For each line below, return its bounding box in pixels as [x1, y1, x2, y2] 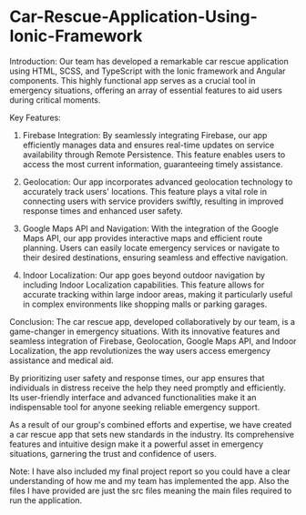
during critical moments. [9, 94, 101, 106]
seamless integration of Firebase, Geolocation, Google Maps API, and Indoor [9, 335, 297, 347]
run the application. [9, 494, 83, 506]
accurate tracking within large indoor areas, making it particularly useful [22, 288, 293, 299]
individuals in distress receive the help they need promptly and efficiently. [9, 382, 287, 393]
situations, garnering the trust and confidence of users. [9, 448, 217, 459]
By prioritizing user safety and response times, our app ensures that [9, 372, 265, 383]
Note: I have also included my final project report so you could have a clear [9, 466, 291, 477]
